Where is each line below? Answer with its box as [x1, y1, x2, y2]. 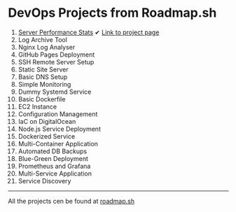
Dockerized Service [18, 132, 76, 141]
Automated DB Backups [18, 147, 87, 155]
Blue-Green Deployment [18, 154, 88, 162]
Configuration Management [18, 110, 98, 118]
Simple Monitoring [18, 80, 71, 88]
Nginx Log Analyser [18, 43, 76, 51]
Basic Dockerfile [18, 94, 66, 103]
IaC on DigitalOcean [18, 117, 76, 125]
